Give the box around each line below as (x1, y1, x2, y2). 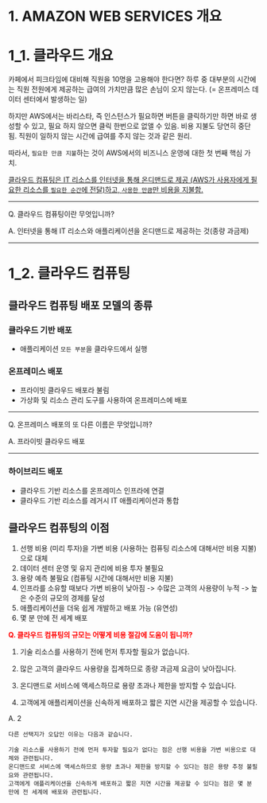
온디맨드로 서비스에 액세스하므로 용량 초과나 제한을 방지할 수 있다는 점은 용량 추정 (8, 763, 244, 771)
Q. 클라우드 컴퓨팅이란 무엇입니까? (8, 209, 115, 219)
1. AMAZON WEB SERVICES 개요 (8, 7, 222, 25)
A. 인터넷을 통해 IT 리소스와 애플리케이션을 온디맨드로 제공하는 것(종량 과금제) (8, 226, 250, 236)
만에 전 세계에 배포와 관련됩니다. (8, 789, 103, 797)
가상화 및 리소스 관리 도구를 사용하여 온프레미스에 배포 (19, 396, 188, 405)
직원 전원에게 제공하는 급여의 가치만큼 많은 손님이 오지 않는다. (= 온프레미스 (16, 84, 250, 94)
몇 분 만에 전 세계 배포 (19, 614, 88, 623)
